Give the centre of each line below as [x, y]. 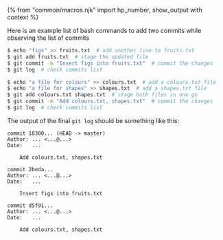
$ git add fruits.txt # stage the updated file [78, 57]
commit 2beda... [30, 169]
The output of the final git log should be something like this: [93, 120]
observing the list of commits [48, 38]
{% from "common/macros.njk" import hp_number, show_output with [105, 10]
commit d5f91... [30, 206]
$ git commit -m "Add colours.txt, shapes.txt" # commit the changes [110, 101]
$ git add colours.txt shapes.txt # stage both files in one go [102, 95]
